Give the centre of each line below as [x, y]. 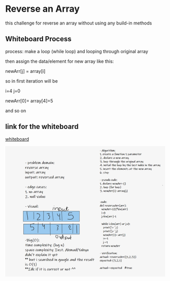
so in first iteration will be [32, 81]
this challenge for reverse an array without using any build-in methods [79, 23]
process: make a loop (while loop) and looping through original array [77, 51]
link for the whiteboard [42, 127]
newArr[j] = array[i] [25, 71]
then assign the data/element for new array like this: [60, 61]
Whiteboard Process [39, 39]
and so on [16, 111]
